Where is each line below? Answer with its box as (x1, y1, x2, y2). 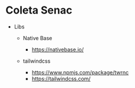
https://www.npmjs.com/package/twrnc (31, 69, 129, 76)
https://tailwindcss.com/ (31, 75, 91, 82)
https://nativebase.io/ (31, 45, 84, 53)
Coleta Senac (5, 4, 73, 17)
